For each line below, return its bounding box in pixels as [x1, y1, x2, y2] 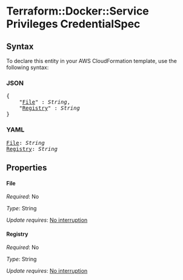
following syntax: [6, 64, 49, 71]
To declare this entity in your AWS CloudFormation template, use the [6, 58, 177, 64]
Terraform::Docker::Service [6, 4, 150, 18]
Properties [6, 162, 47, 173]
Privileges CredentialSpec [6, 17, 141, 31]
